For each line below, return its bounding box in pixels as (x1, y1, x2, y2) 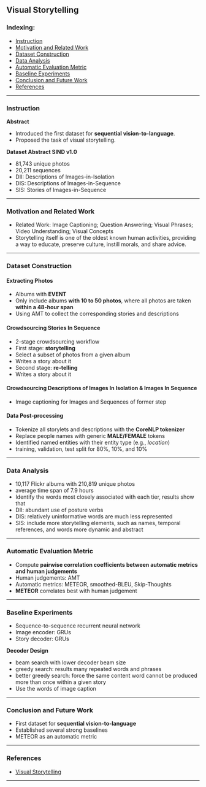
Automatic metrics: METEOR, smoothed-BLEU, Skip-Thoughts (15, 580, 172, 588)
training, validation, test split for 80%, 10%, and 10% (15, 445, 148, 453)
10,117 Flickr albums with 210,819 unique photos (15, 480, 135, 488)
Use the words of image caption (15, 685, 97, 692)
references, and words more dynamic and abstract (15, 526, 143, 533)
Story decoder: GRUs (15, 635, 69, 642)
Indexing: (6, 23, 36, 32)
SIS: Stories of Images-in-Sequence (15, 186, 107, 193)
